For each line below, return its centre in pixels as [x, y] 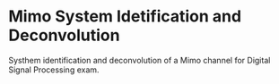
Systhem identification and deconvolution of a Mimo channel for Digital [139, 60]
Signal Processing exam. [54, 70]
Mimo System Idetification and [125, 17]
